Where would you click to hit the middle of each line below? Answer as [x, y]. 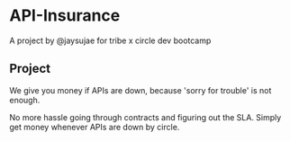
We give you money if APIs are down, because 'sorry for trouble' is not [140, 90]
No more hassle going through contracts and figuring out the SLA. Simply [145, 117]
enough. [25, 100]
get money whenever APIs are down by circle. [95, 127]
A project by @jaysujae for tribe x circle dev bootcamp [110, 40]
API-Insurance [65, 16]
